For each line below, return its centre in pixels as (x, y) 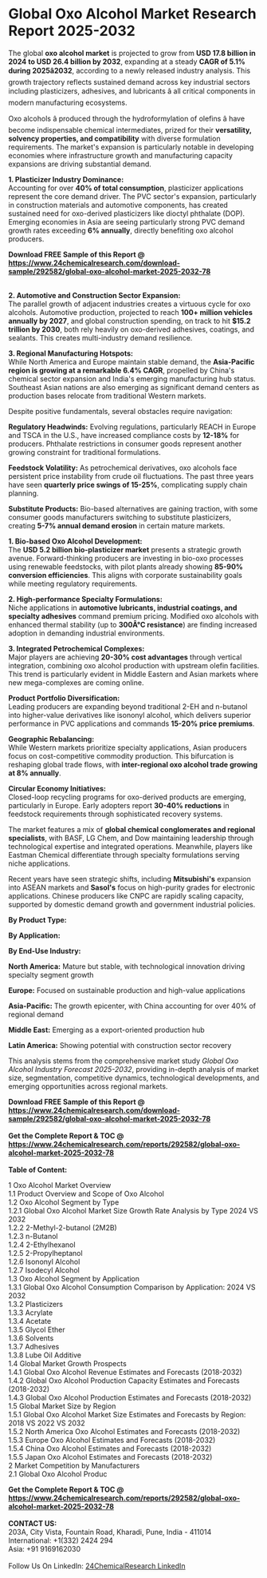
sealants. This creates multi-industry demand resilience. (100, 337)
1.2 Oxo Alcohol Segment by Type (64, 1202)
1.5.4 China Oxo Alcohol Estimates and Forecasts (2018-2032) (110, 1448)
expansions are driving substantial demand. (80, 164)
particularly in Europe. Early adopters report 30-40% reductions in (119, 805)
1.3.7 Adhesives (34, 1346)
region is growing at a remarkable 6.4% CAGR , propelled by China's (122, 370)
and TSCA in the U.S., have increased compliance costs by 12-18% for (124, 435)
